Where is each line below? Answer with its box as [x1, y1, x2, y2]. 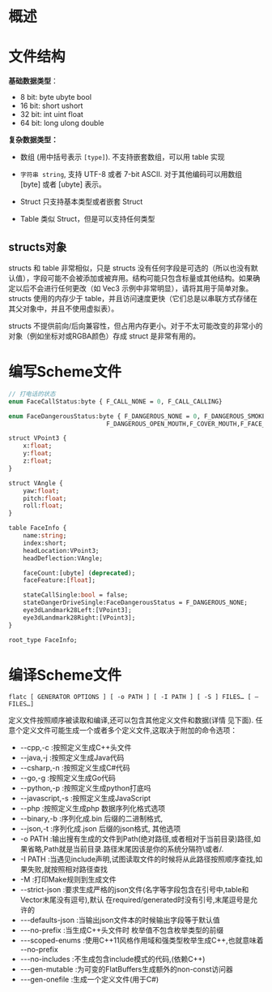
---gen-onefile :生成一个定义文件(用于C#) [19, 975, 159, 985]
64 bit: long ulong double [19, 119, 104, 128]
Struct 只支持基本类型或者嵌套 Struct [19, 196, 143, 207]
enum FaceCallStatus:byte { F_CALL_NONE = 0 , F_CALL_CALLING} [8, 397, 223, 406]
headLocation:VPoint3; [23, 546, 100, 554]
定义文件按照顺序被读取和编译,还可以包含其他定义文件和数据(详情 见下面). [8, 715, 254, 725]
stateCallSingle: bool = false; [23, 591, 129, 599]
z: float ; [23, 457, 53, 465]
